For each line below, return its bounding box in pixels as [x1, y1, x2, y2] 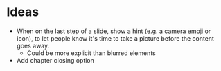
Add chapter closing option [16, 56, 95, 64]
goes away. [16, 41, 50, 50]
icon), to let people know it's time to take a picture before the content [16, 34, 214, 42]
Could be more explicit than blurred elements [26, 49, 157, 57]
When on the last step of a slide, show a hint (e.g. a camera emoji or [16, 27, 211, 35]
